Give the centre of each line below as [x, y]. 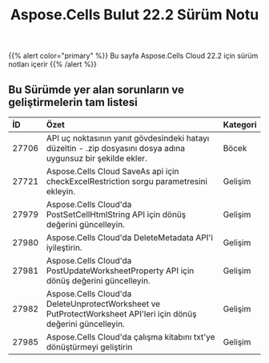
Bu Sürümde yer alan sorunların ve [96, 90]
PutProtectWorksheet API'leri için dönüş [121, 314]
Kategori [240, 124]
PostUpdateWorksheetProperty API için [120, 271]
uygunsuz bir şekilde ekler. [97, 158]
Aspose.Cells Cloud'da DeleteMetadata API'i [130, 237]
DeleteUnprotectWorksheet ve [103, 304]
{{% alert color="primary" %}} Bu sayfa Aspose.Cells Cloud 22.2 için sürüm [133, 56]
